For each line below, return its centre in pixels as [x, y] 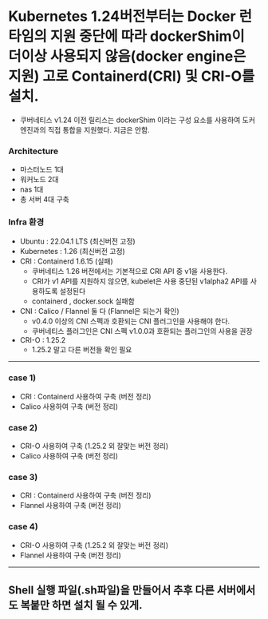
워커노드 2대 [39, 180]
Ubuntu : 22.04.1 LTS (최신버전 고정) [77, 241]
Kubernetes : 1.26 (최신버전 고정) [72, 251]
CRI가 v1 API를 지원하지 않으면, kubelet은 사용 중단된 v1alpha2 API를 [140, 281]
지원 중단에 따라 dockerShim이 [147, 36]
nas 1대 [32, 189]
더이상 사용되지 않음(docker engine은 [127, 56]
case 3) [23, 478]
